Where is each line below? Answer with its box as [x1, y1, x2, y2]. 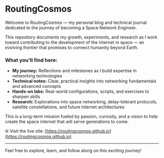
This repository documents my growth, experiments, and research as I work [5, 34, 158, 40]
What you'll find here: [5, 57, 58, 63]
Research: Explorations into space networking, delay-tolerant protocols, [12, 99, 158, 105]
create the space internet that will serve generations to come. [5, 118, 129, 125]
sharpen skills [12, 94, 41, 99]
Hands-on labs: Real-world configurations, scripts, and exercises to [12, 89, 149, 95]
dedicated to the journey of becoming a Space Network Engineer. [5, 24, 137, 30]
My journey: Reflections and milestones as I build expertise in [12, 68, 137, 74]
